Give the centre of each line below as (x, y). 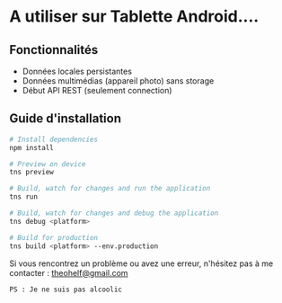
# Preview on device (48, 164)
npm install (31, 147)
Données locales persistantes (77, 71)
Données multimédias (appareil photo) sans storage (118, 81)
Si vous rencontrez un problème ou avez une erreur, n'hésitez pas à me (141, 263)
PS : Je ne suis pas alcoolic (66, 290)
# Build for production (54, 237)
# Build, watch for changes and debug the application (114, 213)
